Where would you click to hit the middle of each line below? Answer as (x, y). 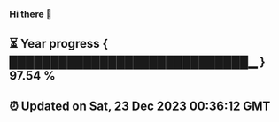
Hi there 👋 (31, 14)
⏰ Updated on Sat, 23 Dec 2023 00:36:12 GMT (140, 106)
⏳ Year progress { (59, 44)
